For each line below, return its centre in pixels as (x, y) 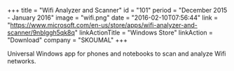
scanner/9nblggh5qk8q (41, 32)
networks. (22, 61)
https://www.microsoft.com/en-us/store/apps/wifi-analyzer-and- (104, 25)
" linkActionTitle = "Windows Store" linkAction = (144, 32)
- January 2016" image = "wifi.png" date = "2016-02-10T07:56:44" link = (113, 18)
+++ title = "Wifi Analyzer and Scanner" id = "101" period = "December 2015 (117, 10)
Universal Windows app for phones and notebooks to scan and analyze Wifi (117, 53)
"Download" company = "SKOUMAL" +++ (68, 40)
